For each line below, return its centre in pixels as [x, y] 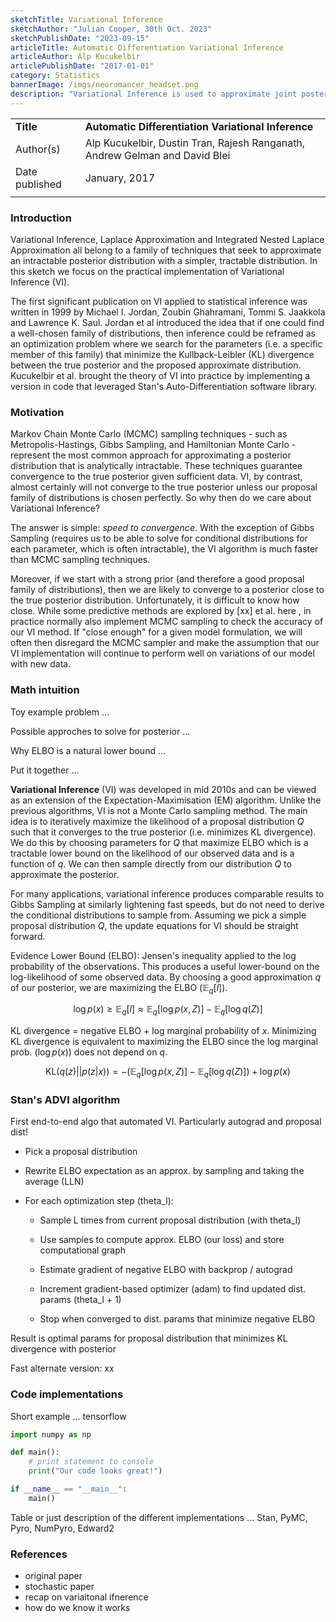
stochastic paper [59, 1587]
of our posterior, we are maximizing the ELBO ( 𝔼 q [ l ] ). [119, 988]
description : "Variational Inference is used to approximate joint [154, 94]
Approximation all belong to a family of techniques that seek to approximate [166, 250]
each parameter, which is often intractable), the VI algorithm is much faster [164, 549]
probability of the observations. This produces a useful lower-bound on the [165, 966]
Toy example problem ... [60, 712]
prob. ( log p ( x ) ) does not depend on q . [89, 1052]
